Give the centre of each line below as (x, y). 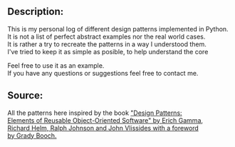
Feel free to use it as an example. (56, 65)
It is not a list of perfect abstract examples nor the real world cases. (106, 36)
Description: (36, 12)
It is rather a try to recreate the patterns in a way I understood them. (107, 44)
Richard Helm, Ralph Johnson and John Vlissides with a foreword (103, 128)
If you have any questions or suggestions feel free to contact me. (103, 73)
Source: (25, 96)
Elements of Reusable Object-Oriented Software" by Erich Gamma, (105, 120)
